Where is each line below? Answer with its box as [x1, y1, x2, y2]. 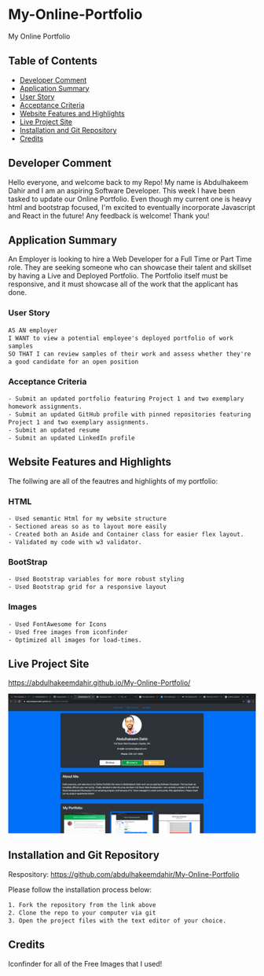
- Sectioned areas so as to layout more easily [8, 523, 167, 531]
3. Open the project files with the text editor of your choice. [8, 916, 226, 925]
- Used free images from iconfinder [8, 628, 128, 636]
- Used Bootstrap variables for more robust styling [8, 576, 185, 584]
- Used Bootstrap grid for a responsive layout [8, 584, 167, 591]
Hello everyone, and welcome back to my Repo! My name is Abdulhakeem [8, 177, 249, 186]
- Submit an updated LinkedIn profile [8, 434, 135, 442]
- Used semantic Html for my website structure [8, 515, 167, 523]
